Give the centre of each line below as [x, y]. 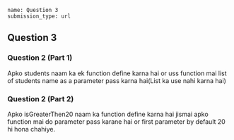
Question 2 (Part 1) [40, 58]
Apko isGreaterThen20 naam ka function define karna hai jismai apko [108, 114]
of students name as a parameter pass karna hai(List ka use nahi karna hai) [117, 80]
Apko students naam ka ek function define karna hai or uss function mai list [117, 73]
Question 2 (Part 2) [41, 98]
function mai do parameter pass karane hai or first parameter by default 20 [117, 121]
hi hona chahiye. [31, 129]
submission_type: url [39, 16]
